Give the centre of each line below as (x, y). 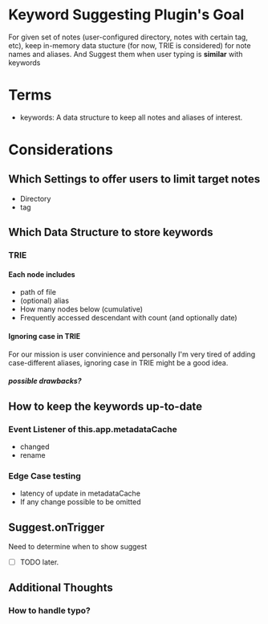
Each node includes (42, 274)
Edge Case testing (45, 475)
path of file (38, 292)
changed (35, 447)
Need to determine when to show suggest (78, 546)
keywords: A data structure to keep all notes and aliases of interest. (131, 117)
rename (32, 455)
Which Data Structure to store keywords (111, 232)
